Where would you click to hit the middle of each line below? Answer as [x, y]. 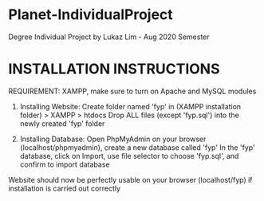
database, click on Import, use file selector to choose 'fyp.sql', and [129, 156]
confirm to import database [65, 164]
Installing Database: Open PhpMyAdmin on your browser [113, 139]
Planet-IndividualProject [91, 15]
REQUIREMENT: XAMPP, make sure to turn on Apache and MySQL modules [132, 91]
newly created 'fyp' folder [62, 123]
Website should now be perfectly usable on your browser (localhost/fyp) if [130, 179]
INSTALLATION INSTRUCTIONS [114, 69]
